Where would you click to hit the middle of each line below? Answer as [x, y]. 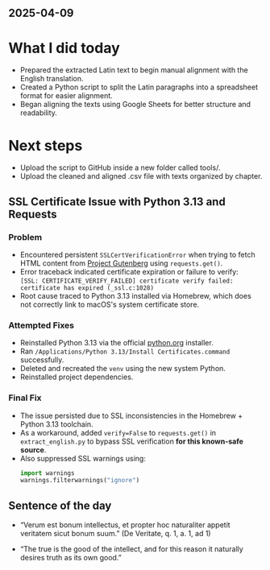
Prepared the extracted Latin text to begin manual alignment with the [134, 70]
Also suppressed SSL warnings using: [83, 458]
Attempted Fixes [42, 325]
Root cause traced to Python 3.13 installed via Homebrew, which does [135, 295]
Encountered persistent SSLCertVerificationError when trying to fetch [137, 254]
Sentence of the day [60, 505]
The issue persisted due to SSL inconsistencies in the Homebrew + [131, 415]
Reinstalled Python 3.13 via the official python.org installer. [116, 343]
